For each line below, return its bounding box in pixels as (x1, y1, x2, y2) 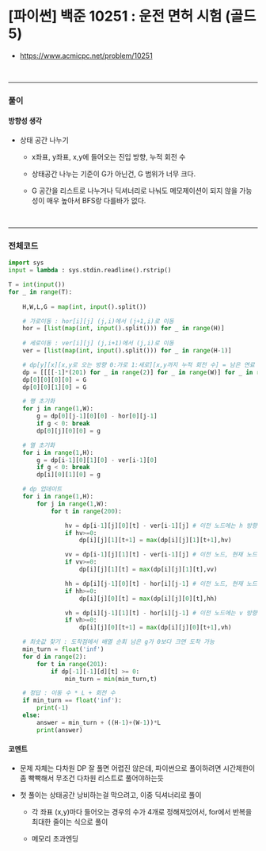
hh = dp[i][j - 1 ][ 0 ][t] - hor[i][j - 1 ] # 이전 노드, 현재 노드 (64, 580, 257, 587)
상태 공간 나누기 (19, 136, 69, 145)
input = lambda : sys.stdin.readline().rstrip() (8, 267, 172, 275)
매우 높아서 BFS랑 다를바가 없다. (46, 196, 146, 206)
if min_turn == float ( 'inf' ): (22, 696, 123, 705)
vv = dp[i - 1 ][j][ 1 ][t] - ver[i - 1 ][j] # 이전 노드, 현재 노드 (64, 551, 257, 559)
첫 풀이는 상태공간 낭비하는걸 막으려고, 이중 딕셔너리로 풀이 (19, 790, 202, 799)
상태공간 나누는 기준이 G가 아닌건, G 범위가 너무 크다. (31, 169, 196, 179)
